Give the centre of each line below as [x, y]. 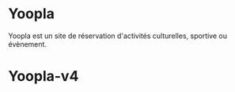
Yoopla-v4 [44, 77]
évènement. [28, 44]
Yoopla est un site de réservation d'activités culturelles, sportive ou [118, 36]
